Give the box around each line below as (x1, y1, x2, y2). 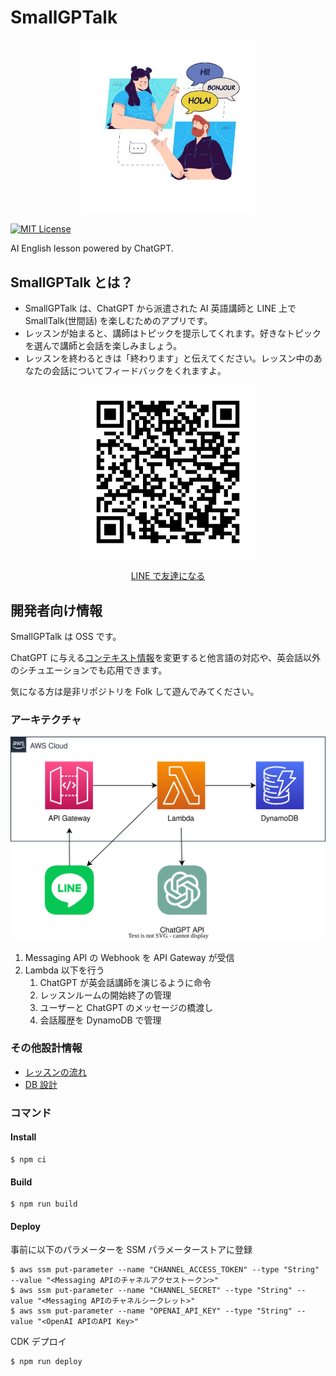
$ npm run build (10, 1199, 78, 1210)
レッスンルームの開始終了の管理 (39, 989, 172, 1001)
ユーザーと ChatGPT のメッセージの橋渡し (39, 1001, 214, 1013)
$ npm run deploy (10, 1357, 83, 1367)
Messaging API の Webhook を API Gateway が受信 (24, 951, 235, 963)
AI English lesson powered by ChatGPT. (10, 242, 174, 255)
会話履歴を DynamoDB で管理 (39, 1014, 162, 1026)
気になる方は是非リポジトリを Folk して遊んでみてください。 (10, 685, 260, 697)
